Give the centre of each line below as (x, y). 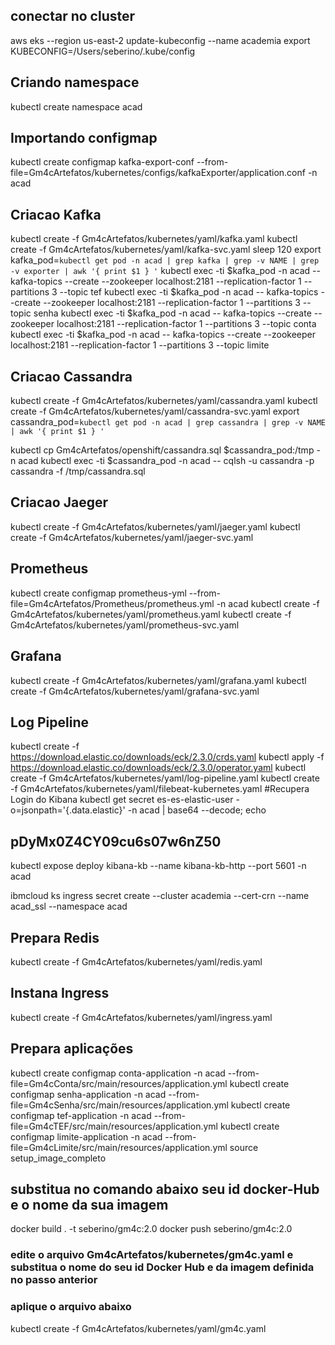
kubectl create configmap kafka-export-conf (102, 162)
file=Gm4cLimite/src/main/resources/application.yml (119, 1147)
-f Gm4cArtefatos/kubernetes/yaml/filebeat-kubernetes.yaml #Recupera (160, 789)
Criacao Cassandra (71, 376)
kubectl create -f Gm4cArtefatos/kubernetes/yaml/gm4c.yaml (138, 1328)
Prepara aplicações (72, 1049)
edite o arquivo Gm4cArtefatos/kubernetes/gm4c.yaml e (152, 1255)
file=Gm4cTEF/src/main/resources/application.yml (114, 1126)
